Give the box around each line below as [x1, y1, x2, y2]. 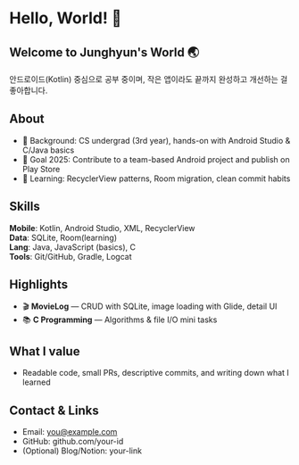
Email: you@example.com [21, 427, 118, 437]
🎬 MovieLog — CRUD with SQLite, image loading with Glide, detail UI [21, 301, 278, 311]
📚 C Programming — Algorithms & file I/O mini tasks [21, 314, 218, 325]
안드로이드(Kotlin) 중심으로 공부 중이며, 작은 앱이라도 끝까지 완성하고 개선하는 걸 [9, 74, 288, 84]
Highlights [9, 277, 69, 293]
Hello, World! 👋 [9, 8, 122, 29]
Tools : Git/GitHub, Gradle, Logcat [9, 251, 132, 262]
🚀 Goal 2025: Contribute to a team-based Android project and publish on [21, 154, 290, 164]
